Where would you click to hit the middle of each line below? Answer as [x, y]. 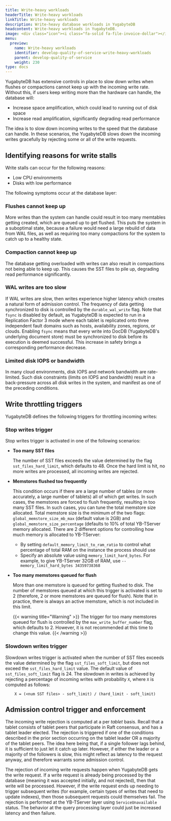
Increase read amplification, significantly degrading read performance [86, 119]
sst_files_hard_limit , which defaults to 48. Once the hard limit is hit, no [89, 466]
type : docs [17, 67]
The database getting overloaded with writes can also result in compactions [85, 263]
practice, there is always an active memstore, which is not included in [85, 601]
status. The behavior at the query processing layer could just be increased [83, 808]
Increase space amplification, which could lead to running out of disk [85, 108]
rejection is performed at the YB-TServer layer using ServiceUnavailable [81, 802]
